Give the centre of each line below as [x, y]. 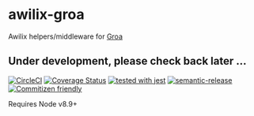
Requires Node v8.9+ [43, 103]
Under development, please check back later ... [127, 61]
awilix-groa [46, 15]
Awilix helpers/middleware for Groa [66, 36]
